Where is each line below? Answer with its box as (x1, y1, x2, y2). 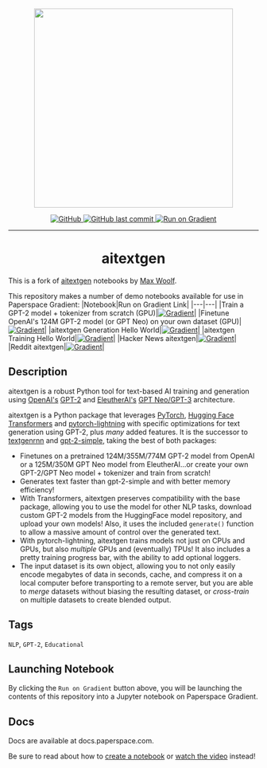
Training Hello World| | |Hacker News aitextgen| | (8, 333, 237, 343)
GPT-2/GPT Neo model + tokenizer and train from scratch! (19, 468, 211, 477)
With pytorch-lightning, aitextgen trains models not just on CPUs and (19, 535, 246, 545)
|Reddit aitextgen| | (8, 342, 105, 351)
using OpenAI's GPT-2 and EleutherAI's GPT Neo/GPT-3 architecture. (8, 394, 235, 404)
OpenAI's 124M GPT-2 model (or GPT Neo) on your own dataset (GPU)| (8, 316, 242, 326)
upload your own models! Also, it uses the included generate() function (19, 519, 254, 528)
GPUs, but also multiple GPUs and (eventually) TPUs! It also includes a (19, 544, 251, 554)
